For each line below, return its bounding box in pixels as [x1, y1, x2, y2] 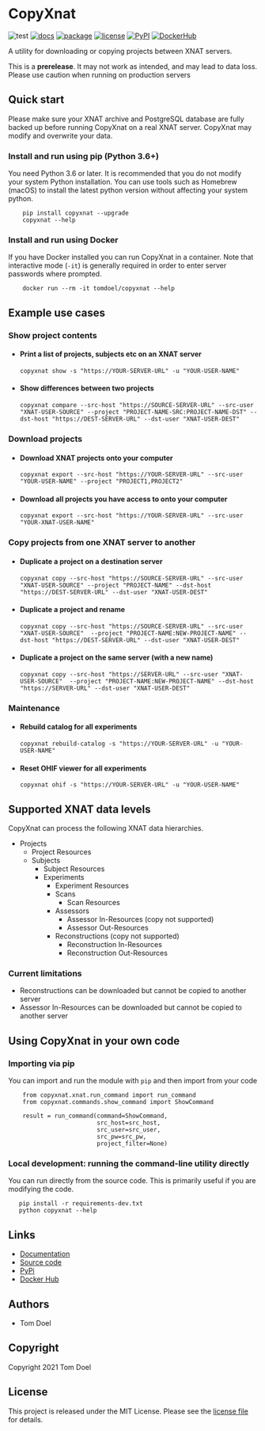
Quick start [8, 93, 65, 107]
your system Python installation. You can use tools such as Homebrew [8, 177, 237, 187]
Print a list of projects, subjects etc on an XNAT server [19, 349, 202, 359]
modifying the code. [8, 1185, 74, 1194]
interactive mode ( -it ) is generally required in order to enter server [8, 261, 227, 270]
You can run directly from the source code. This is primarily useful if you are [8, 1176, 256, 1186]
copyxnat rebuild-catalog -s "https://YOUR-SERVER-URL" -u [19, 740, 219, 748]
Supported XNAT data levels [8, 802, 152, 816]
